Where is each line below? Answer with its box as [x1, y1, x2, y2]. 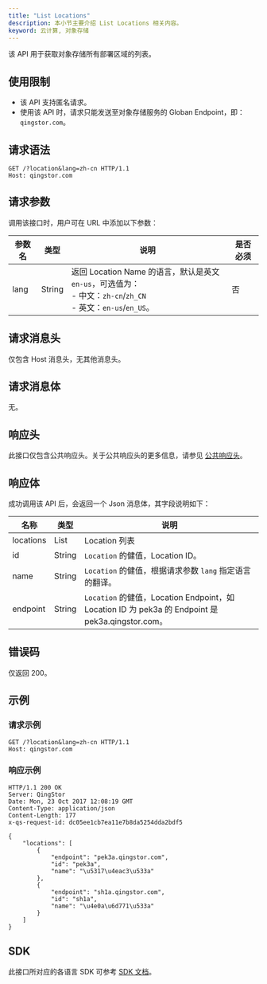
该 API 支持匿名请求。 [19, 97, 91, 108]
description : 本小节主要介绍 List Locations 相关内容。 [8, 19, 183, 27]
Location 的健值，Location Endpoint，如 [84, 592, 235, 603]
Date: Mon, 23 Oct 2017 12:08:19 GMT [8, 798, 133, 806]
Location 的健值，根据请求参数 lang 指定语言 [84, 565, 252, 576]
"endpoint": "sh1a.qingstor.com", [50, 888, 165, 896]
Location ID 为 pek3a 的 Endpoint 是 [84, 604, 219, 615]
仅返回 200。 [8, 668, 52, 677]
